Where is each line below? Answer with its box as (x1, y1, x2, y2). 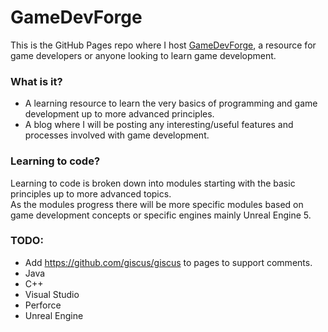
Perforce (24, 299, 62, 311)
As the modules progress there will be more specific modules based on (10, 198, 304, 210)
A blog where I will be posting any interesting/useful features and (24, 119, 294, 131)
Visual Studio (24, 288, 80, 300)
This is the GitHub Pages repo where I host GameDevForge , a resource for (10, 39, 317, 51)
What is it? (10, 74, 63, 88)
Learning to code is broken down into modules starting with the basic (10, 177, 296, 189)
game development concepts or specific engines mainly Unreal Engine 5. (10, 209, 312, 221)
